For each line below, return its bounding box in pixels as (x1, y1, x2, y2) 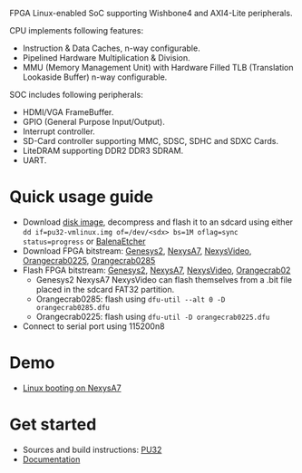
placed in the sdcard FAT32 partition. (35, 284, 175, 294)
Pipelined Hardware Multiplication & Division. (22, 53, 190, 63)
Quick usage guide (9, 187, 154, 208)
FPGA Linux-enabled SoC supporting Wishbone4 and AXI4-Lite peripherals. (9, 8, 293, 18)
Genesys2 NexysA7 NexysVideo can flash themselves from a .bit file (35, 274, 293, 285)
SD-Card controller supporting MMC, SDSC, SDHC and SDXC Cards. (22, 136, 279, 146)
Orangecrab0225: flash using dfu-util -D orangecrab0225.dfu (35, 311, 270, 322)
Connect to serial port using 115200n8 (22, 321, 165, 332)
